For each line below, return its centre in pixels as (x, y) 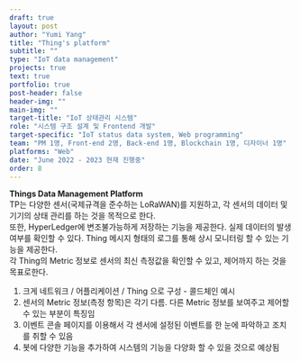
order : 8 (26, 168)
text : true (30, 77)
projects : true (38, 68)
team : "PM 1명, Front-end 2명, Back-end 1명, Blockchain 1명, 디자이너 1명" (148, 143)
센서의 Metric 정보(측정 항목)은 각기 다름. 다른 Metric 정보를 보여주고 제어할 (156, 302)
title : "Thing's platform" (60, 43)
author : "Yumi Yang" (48, 34)
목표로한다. (29, 272)
